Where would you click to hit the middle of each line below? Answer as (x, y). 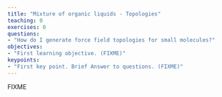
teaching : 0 (25, 21)
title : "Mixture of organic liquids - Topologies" (84, 14)
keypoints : (24, 60)
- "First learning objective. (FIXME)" (67, 54)
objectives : (25, 47)
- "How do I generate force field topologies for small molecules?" (111, 40)
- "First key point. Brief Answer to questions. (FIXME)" (95, 67)
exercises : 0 (27, 27)
